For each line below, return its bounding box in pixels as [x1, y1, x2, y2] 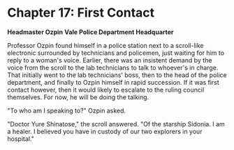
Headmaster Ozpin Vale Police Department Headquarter [7, 28, 174, 36]
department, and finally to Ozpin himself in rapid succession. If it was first [7, 78, 220, 86]
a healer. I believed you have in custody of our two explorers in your [7, 127, 203, 135]
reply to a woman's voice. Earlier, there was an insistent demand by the [7, 56, 212, 64]
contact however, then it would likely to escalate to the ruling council [7, 85, 205, 94]
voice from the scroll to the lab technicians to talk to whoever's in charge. [7, 63, 219, 72]
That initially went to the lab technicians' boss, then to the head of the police [7, 71, 227, 79]
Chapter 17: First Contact [7, 5, 155, 21]
